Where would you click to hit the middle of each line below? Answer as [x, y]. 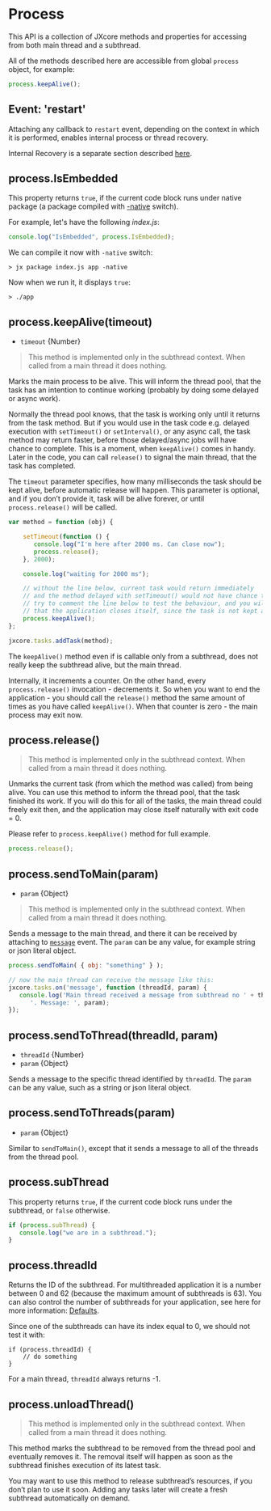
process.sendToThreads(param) [92, 1113]
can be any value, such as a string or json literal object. [100, 1088]
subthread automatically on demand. [69, 1498]
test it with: [27, 1335]
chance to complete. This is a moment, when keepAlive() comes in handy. [132, 449]
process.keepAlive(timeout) [81, 322]
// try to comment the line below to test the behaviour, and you [137, 603]
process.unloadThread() [71, 1404]
